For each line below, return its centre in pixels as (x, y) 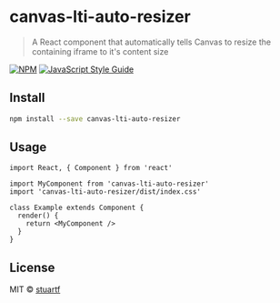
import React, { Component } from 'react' (91, 168)
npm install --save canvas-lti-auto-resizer (95, 119)
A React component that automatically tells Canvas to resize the (151, 42)
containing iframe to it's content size (100, 51)
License (32, 267)
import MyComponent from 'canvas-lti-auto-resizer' (109, 184)
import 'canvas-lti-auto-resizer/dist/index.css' (105, 192)
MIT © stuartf (35, 289)
